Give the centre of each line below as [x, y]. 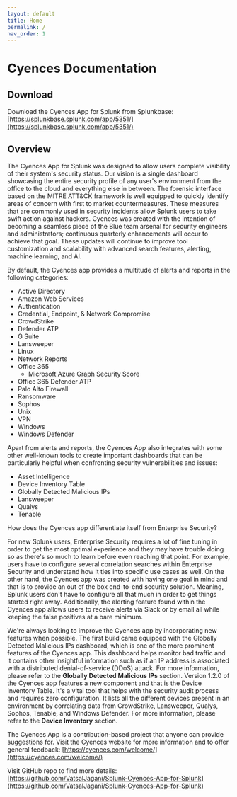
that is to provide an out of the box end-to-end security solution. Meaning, [116, 587]
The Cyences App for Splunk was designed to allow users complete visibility [119, 166]
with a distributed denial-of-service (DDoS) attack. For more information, [113, 668]
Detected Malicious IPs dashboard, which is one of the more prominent [111, 646]
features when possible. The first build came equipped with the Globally [112, 638]
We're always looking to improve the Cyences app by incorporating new [112, 631]
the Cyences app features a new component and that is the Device [105, 683]
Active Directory [41, 292]
